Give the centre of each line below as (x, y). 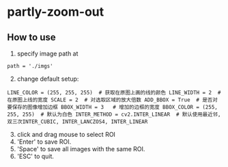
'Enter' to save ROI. (44, 142)
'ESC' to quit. (35, 156)
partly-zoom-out (56, 12)
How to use (31, 37)
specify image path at (47, 53)
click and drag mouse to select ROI (66, 134)
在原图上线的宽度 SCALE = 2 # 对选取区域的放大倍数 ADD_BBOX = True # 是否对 (113, 100)
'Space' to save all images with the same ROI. (81, 149)
